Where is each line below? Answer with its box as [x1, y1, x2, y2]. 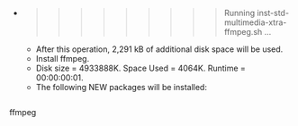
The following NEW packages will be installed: [35, 82, 207, 92]
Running [223, 8, 256, 18]
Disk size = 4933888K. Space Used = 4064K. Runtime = [35, 63, 246, 73]
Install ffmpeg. [35, 54, 90, 63]
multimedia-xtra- [223, 17, 287, 28]
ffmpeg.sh [223, 27, 263, 37]
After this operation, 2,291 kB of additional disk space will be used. [35, 44, 284, 55]
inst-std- [256, 8, 290, 18]
